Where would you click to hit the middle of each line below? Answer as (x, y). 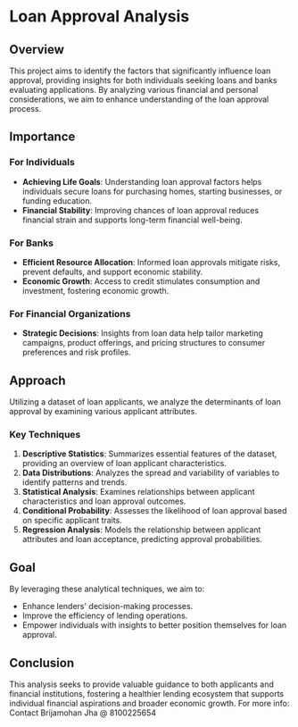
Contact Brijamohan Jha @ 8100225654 (83, 713)
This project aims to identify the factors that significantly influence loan (140, 71)
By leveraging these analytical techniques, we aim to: (107, 589)
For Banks (31, 243)
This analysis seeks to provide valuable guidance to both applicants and (142, 684)
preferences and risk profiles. (76, 352)
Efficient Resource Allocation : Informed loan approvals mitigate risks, (151, 262)
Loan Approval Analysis (99, 17)
